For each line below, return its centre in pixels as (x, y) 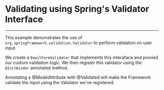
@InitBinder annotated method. (37, 67)
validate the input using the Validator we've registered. (60, 82)
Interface (24, 19)
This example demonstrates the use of (44, 37)
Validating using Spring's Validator (77, 9)
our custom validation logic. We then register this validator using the (73, 63)
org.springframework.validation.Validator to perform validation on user (79, 43)
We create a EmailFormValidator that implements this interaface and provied (82, 57)
